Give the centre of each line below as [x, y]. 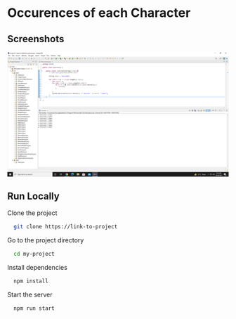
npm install [31, 281]
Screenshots [36, 39]
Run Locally [33, 196]
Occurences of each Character [99, 13]
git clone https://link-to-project [66, 227]
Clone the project [32, 213]
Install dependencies [38, 268]
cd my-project [34, 254]
